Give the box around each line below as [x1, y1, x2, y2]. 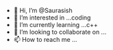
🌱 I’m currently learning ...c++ [13, 21, 98, 28]
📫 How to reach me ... [13, 36, 77, 43]
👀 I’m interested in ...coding [13, 14, 91, 22]
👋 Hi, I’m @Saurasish [13, 7, 73, 14]
